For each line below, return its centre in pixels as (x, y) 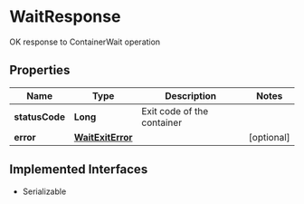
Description (191, 95)
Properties (40, 70)
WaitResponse (65, 17)
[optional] (269, 137)
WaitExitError (103, 137)
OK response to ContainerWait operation (85, 42)
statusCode (40, 117)
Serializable (44, 191)
